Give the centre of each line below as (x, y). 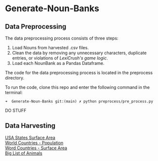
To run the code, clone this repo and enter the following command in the (77, 87)
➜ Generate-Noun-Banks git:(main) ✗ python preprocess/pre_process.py (79, 101)
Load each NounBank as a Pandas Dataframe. (58, 63)
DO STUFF (16, 111)
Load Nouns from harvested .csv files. (50, 48)
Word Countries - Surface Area (36, 148)
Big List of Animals (24, 153)
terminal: (14, 92)
